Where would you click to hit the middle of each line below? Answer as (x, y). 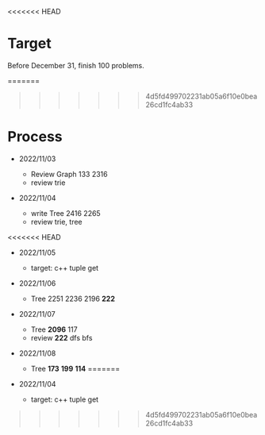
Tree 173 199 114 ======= (75, 368)
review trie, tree (56, 221)
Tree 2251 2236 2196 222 (73, 298)
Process (35, 137)
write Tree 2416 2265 (65, 213)
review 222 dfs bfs (61, 337)
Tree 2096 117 (54, 329)
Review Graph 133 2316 (69, 174)
